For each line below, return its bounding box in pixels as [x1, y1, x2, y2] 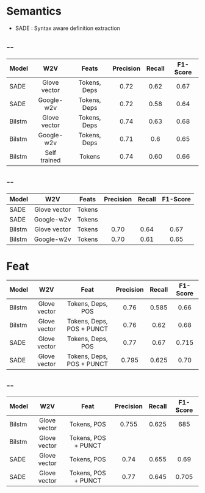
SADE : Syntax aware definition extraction [15, 24, 121, 32]
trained [40, 156, 61, 164]
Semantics [6, 4, 62, 18]
